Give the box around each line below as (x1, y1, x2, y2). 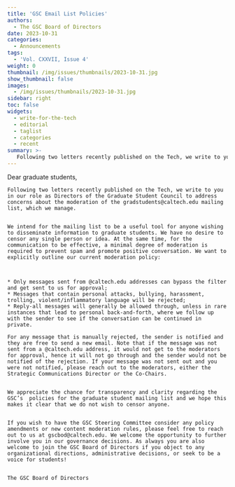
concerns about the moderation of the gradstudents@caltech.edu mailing (7, 198, 224, 205)
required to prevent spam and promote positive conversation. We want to (7, 247, 227, 254)
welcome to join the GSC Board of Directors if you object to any (7, 444, 205, 451)
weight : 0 (7, 62, 36, 69)
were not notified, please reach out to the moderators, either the (7, 364, 211, 371)
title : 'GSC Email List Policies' (7, 10, 108, 18)
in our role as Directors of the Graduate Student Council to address (7, 192, 218, 200)
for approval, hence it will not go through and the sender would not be (7, 352, 227, 359)
